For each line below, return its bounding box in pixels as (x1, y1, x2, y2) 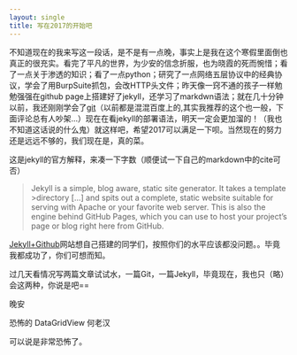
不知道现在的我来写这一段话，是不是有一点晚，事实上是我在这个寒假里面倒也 (9, 46, 288, 58)
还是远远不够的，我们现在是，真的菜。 (9, 135, 148, 146)
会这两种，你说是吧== (9, 280, 90, 290)
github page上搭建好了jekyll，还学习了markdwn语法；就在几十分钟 (39, 90, 285, 102)
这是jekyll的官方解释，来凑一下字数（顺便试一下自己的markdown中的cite (9, 154, 274, 165)
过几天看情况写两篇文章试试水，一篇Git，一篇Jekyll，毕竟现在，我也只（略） (9, 268, 285, 279)
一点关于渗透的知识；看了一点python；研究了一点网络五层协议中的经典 (16, 68, 275, 80)
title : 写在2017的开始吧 (9, 21, 93, 30)
